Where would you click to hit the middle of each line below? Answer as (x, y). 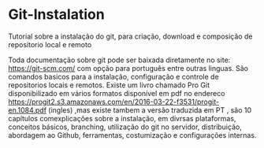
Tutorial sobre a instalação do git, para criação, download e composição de (130, 36)
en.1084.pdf (28, 110)
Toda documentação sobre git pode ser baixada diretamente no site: (119, 60)
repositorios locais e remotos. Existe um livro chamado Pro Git (109, 85)
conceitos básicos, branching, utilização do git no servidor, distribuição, (125, 127)
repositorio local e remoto (50, 44)
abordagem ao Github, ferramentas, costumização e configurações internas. (132, 135)
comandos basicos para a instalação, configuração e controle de (113, 76)
